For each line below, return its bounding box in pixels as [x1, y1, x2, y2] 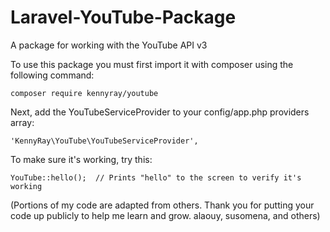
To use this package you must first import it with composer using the [10, 58, 294, 70]
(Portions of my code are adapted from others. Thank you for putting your [10, 199, 315, 211]
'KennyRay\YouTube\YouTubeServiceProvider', [10, 136, 199, 146]
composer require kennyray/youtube [10, 88, 159, 98]
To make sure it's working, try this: [10, 153, 153, 165]
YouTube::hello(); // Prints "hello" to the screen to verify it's [10, 172, 302, 183]
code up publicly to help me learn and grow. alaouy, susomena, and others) [10, 209, 321, 221]
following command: [10, 69, 95, 81]
